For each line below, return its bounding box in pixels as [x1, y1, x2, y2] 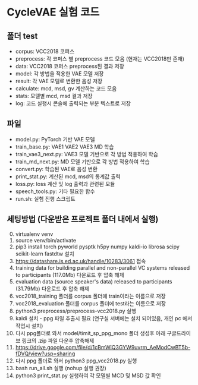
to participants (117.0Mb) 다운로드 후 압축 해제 [15, 271, 124, 278]
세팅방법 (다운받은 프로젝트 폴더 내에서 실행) [7, 214, 159, 225]
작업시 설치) [15, 322, 43, 329]
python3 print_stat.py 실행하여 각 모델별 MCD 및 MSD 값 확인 [15, 372, 161, 379]
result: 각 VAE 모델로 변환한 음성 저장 [15, 78, 103, 84]
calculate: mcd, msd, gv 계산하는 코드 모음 [15, 85, 117, 92]
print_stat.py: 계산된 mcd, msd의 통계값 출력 [15, 173, 121, 180]
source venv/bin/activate [15, 236, 77, 244]
